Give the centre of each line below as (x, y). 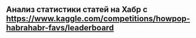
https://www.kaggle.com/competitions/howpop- (98, 19)
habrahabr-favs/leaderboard (60, 28)
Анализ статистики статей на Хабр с (77, 10)
